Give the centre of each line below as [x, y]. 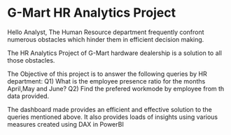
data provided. [28, 96]
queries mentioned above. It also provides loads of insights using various [113, 117]
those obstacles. [31, 60]
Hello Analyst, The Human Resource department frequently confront [106, 32]
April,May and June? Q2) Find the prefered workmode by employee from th [116, 88]
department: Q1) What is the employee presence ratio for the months [106, 81]
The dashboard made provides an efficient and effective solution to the [110, 109]
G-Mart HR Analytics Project [92, 13]
